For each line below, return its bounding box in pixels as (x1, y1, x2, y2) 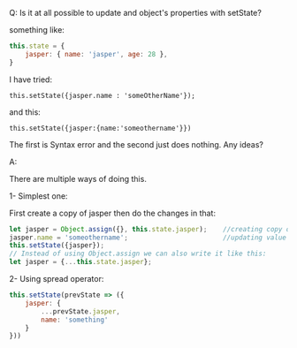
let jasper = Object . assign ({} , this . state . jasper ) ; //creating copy (9, 224, 283, 233)
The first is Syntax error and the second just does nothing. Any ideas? (9, 139, 263, 149)
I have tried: (9, 74, 53, 85)
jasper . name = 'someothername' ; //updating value (9, 233, 287, 242)
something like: (9, 25, 65, 34)
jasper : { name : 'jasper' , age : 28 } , (25, 49, 168, 58)
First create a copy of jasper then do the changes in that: (9, 208, 217, 218)
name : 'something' (41, 315, 109, 324)
